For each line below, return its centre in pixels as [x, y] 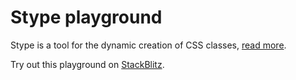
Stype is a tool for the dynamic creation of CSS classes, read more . [148, 45]
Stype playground [86, 17]
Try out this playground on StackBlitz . [87, 64]
